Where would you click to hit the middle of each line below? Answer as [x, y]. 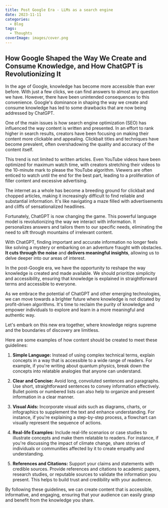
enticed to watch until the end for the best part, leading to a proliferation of [82, 175]
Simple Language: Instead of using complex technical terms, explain [83, 355]
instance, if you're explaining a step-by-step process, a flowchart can [84, 417]
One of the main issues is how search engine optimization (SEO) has [76, 123]
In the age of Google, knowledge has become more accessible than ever [80, 86]
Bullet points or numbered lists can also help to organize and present [83, 391]
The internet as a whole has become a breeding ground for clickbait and [80, 190]
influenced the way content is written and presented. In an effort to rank [79, 128]
